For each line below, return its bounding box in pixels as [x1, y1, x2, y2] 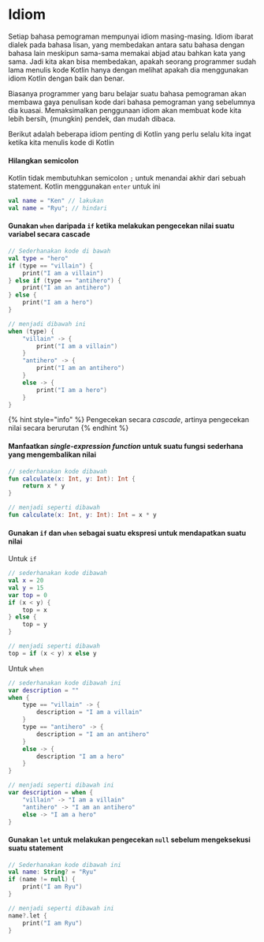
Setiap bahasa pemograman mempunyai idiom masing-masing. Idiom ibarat [8, 32, 254, 41]
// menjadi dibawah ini [8, 320, 87, 328]
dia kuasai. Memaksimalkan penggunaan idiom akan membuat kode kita [8, 105, 242, 115]
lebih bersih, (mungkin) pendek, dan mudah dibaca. [8, 114, 176, 123]
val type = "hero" [8, 254, 69, 262]
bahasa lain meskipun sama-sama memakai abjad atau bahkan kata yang [8, 48, 246, 58]
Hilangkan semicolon [8, 155, 79, 165]
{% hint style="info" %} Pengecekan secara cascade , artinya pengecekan [8, 415, 250, 424]
